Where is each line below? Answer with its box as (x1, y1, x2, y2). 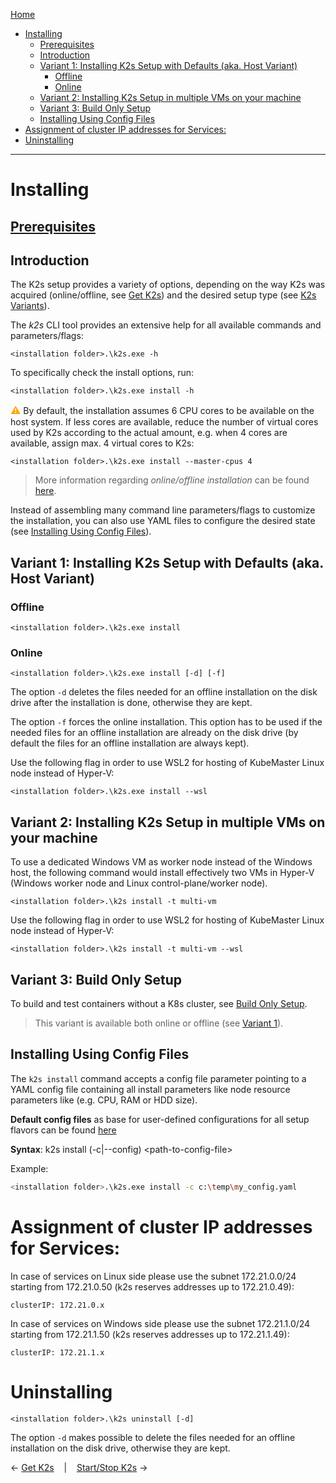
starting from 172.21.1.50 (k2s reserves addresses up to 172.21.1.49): (10, 1328, 290, 1340)
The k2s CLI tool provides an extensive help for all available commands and (10, 319, 322, 331)
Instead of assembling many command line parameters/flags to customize (10, 504, 316, 516)
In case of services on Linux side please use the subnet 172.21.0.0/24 (10, 1270, 297, 1282)
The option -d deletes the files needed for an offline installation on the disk (10, 686, 318, 698)
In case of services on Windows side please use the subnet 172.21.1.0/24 (10, 1317, 311, 1329)
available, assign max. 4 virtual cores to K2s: (10, 437, 195, 449)
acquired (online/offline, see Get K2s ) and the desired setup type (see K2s (10, 289, 317, 301)
